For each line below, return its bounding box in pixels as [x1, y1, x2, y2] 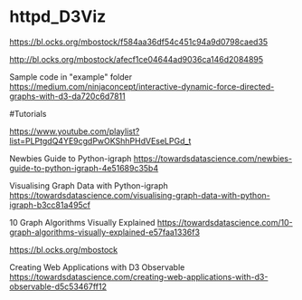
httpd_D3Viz [9, 6, 107, 27]
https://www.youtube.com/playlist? [9, 125, 140, 137]
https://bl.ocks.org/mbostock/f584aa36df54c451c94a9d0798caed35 [9, 36, 269, 47]
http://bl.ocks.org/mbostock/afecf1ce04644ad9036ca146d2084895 [9, 53, 264, 64]
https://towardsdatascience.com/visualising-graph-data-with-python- [9, 189, 270, 200]
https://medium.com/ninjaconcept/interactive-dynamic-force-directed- [9, 81, 275, 92]
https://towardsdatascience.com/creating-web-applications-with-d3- [9, 271, 269, 282]
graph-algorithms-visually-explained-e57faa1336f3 [9, 227, 201, 237]
